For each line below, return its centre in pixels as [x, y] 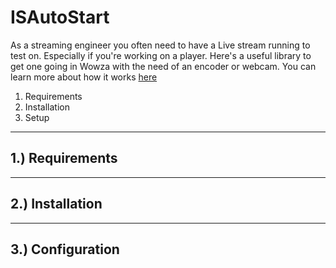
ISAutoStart [60, 17]
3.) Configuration [65, 249]
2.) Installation [56, 204]
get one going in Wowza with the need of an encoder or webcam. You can [163, 66]
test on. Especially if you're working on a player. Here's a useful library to [161, 55]
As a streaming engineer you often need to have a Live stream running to [160, 45]
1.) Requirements [64, 158]
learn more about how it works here [84, 77]
